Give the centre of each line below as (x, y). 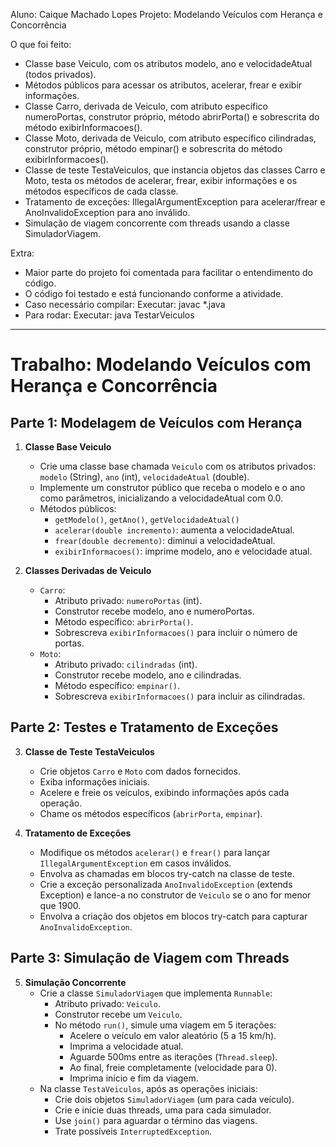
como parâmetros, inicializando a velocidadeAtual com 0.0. (161, 498)
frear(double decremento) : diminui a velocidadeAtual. (165, 540)
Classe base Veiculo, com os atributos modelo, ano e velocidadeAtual (168, 63)
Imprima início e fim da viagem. (134, 1078)
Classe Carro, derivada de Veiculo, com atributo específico (146, 106)
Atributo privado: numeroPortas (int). (128, 600)
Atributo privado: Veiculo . (107, 1003)
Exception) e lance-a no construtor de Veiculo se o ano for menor (175, 895)
